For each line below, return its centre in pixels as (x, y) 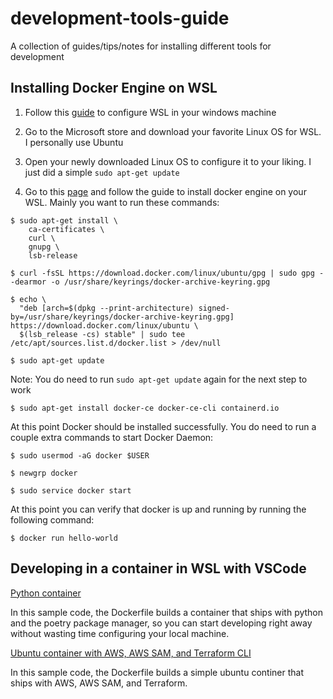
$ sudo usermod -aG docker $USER (80, 455)
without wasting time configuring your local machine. (120, 633)
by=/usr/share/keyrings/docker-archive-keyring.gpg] (122, 317)
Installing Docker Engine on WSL (114, 88)
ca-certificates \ (66, 229)
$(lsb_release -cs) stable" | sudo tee (102, 334)
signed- (214, 308)
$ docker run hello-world (64, 538)
